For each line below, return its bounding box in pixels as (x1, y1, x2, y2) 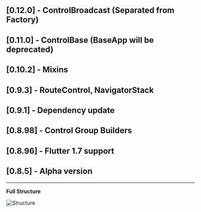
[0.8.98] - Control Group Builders (6, 125, 132, 136)
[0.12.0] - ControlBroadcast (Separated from (6, 5, 175, 16)
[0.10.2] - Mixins (6, 64, 69, 75)
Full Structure (6, 188, 41, 195)
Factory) (6, 15, 39, 25)
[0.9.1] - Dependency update (6, 105, 115, 115)
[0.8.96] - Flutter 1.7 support (6, 146, 115, 156)
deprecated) (6, 44, 54, 54)
